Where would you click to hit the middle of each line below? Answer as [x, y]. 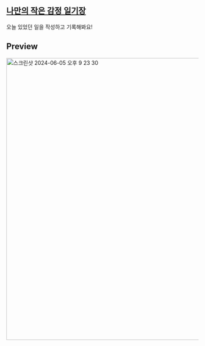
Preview [22, 47]
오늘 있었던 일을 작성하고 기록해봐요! [49, 27]
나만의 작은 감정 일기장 [46, 11]
